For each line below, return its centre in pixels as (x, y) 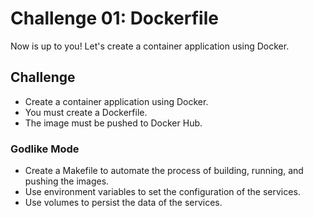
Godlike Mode (45, 149)
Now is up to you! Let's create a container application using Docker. (150, 46)
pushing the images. (67, 181)
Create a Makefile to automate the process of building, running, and (164, 171)
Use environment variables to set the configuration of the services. (162, 192)
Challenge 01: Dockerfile (114, 18)
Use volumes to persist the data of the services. (123, 203)
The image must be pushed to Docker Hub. (113, 123)
